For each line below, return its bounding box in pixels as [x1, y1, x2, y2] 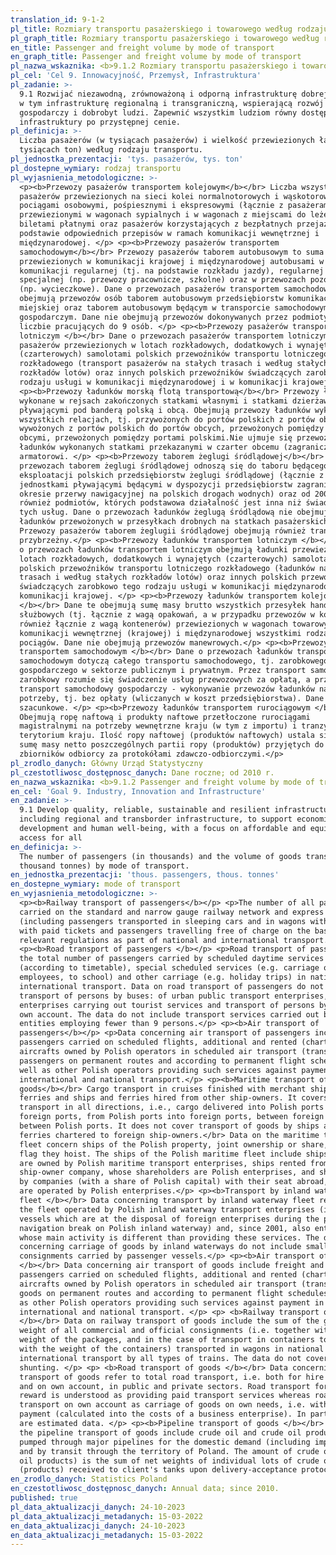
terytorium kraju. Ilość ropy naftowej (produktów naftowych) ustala [19, 731, 315, 741]
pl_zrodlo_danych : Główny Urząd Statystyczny [10, 758, 203, 768]
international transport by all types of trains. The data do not [19, 1353, 302, 1363]
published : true [10, 1493, 78, 1503]
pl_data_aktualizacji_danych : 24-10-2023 [10, 1502, 186, 1512]
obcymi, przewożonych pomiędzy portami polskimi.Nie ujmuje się [19, 433, 293, 443]
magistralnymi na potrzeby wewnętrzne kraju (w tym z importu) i [19, 721, 298, 731]
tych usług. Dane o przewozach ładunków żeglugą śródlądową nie [19, 507, 293, 518]
